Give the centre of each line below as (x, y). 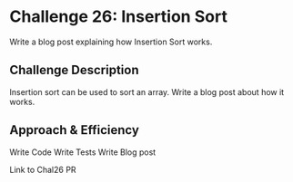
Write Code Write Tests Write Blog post (83, 152)
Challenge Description (74, 70)
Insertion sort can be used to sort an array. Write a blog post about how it (147, 91)
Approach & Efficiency (74, 130)
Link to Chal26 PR (43, 169)
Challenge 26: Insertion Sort (118, 17)
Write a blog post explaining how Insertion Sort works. (111, 42)
